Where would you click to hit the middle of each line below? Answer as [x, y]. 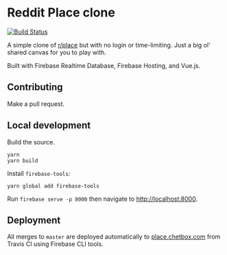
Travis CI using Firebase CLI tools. [56, 244]
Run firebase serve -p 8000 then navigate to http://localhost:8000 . [102, 199]
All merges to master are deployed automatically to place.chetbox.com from [114, 237]
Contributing [35, 87]
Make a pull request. [36, 104]
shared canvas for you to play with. [57, 52]
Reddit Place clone [61, 13]
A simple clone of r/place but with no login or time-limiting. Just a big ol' [109, 45]
